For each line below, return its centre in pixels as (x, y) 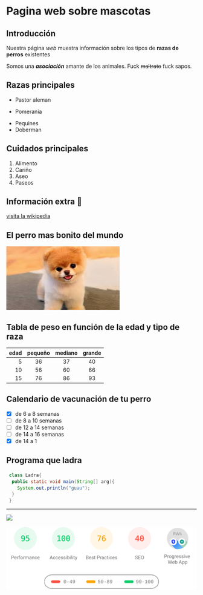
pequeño (38, 353)
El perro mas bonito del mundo (65, 235)
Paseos (24, 182)
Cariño (23, 169)
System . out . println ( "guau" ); (54, 488)
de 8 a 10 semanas (38, 420)
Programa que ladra (44, 460)
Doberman (28, 130)
